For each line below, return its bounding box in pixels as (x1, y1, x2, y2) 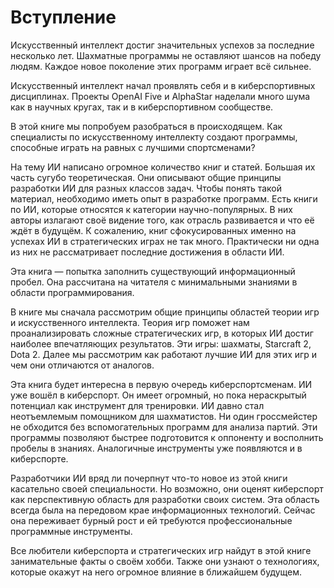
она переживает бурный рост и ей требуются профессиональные (10, 514, 293, 526)
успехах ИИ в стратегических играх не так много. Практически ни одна (10, 235, 320, 247)
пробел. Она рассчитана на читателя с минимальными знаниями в (10, 276, 298, 288)
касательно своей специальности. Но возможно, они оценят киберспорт (10, 482, 324, 495)
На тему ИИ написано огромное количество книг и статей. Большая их (10, 161, 316, 173)
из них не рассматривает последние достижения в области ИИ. (10, 246, 285, 258)
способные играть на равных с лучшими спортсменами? (10, 141, 256, 153)
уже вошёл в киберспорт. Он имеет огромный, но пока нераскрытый (10, 389, 307, 401)
